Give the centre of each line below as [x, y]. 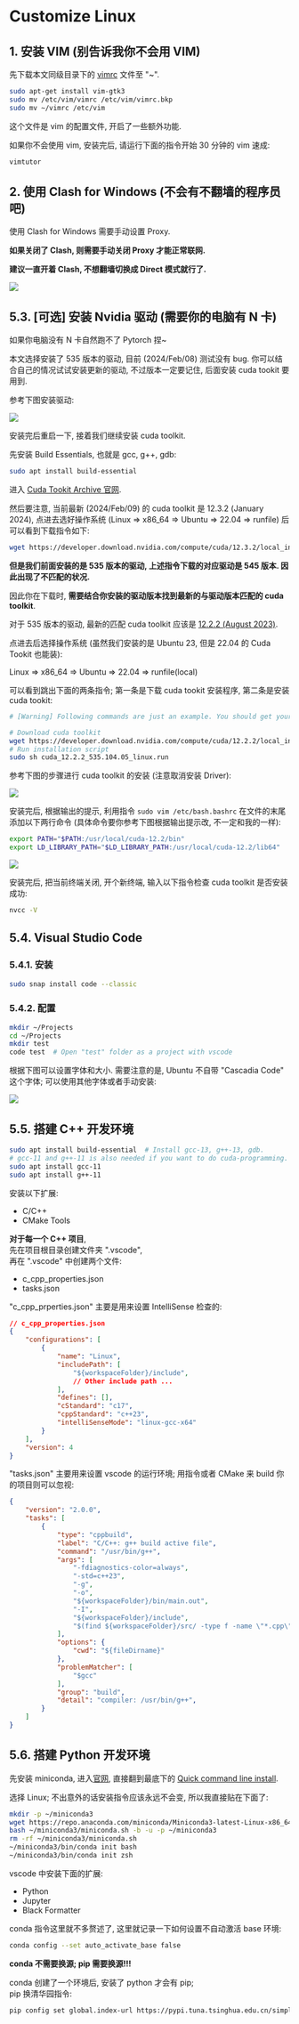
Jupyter [36, 1900]
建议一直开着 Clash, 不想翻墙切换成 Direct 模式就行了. [108, 270]
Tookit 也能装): [36, 654]
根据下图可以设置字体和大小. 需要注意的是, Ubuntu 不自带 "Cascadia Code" [147, 1071]
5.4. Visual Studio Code [76, 938]
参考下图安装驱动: [42, 400]
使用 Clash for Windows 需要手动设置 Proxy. [90, 231]
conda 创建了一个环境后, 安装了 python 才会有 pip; [101, 1982]
